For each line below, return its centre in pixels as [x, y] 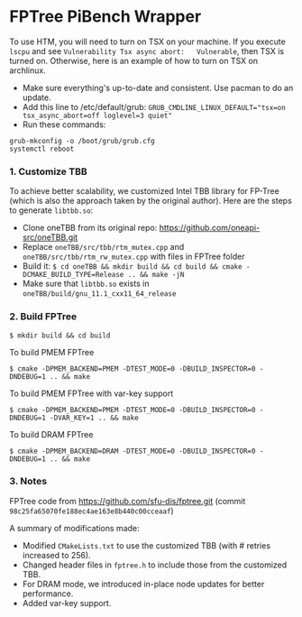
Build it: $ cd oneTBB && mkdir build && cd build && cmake [132, 266]
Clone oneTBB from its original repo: [90, 228]
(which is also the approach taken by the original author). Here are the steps [151, 201]
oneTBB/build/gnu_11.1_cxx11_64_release [99, 294]
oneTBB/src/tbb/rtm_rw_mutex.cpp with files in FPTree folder [133, 257]
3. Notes [28, 482]
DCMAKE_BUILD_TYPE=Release [73, 275]
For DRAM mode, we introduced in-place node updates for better [143, 584]
